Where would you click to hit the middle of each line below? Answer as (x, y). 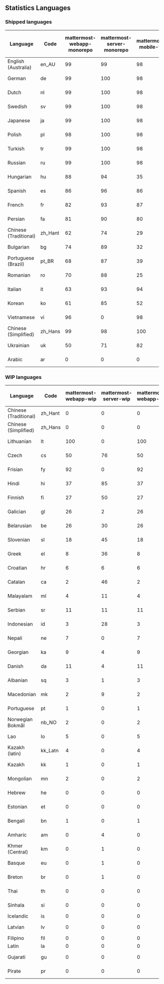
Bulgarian (19, 247)
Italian (15, 289)
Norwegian (20, 719)
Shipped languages (29, 22)
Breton (15, 877)
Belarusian (20, 525)
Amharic (17, 834)
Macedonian (22, 694)
